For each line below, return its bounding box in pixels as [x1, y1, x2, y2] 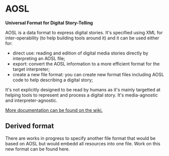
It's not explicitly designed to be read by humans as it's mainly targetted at [5, 86, 161, 92]
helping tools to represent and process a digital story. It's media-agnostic [5, 92, 158, 98]
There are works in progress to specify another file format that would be [5, 135, 156, 141]
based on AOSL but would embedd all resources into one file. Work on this [5, 140, 160, 146]
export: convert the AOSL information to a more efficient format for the [12, 61, 160, 67]
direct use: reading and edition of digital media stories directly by [12, 50, 148, 56]
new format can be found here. [5, 146, 70, 152]
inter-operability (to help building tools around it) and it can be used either [5, 35, 159, 41]
